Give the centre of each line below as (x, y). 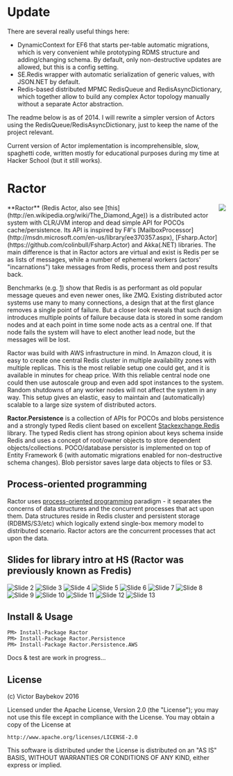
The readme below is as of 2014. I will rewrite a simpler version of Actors (111, 117)
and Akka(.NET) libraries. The (174, 245)
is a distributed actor (179, 215)
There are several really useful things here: (68, 31)
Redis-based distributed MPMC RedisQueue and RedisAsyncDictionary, (120, 89)
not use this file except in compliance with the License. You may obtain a (111, 718)
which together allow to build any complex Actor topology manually (113, 96)
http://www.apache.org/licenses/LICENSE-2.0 (72, 738)
